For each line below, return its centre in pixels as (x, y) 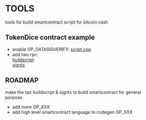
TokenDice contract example (50, 37)
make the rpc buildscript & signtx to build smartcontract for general (73, 92)
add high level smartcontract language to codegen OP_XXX (72, 112)
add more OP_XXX (31, 107)
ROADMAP (22, 81)
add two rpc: (25, 54)
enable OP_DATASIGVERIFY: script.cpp (52, 49)
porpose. (14, 97)
